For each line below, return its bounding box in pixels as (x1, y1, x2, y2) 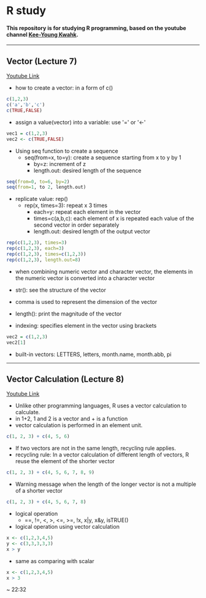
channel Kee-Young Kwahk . (6, 31, 78, 38)
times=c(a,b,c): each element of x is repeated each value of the (33, 215, 194, 222)
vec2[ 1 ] (6, 339, 26, 346)
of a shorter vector (15, 487, 63, 494)
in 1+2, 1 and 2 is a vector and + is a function (15, 415, 128, 423)
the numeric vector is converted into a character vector (15, 274, 155, 282)
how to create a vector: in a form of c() (15, 84, 113, 92)
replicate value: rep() (15, 195, 69, 203)
